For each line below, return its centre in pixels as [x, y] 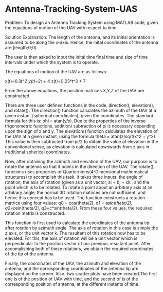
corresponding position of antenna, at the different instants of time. [72, 284]
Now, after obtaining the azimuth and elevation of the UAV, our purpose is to [81, 161]
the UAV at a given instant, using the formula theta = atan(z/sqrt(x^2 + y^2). [81, 136]
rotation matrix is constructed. [35, 213]
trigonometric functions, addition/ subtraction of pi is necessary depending [80, 126]
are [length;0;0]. [21, 47]
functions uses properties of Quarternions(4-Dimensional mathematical [77, 171]
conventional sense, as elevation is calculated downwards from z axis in [77, 146]
